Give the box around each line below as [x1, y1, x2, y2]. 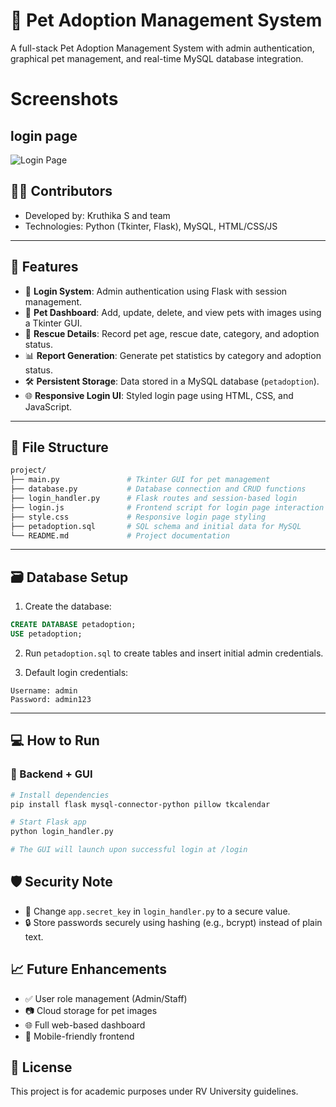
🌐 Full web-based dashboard [24, 1019, 146, 1031]
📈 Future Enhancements [10, 961, 168, 978]
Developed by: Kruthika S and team [24, 209, 171, 221]
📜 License [10, 1059, 73, 1076]
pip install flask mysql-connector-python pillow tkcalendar [10, 799, 271, 809]
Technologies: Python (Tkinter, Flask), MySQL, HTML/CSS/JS [24, 220, 278, 232]
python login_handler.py [10, 827, 114, 837]
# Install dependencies [10, 790, 110, 800]
